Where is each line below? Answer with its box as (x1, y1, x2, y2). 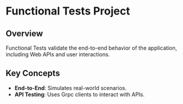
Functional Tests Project (5, 4, 131, 18)
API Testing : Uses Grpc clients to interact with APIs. (14, 91, 145, 98)
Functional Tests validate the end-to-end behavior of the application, (5, 44, 177, 51)
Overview (5, 28, 44, 39)
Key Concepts (5, 68, 60, 79)
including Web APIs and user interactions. (5, 51, 110, 58)
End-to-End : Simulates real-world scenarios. (14, 84, 127, 91)
